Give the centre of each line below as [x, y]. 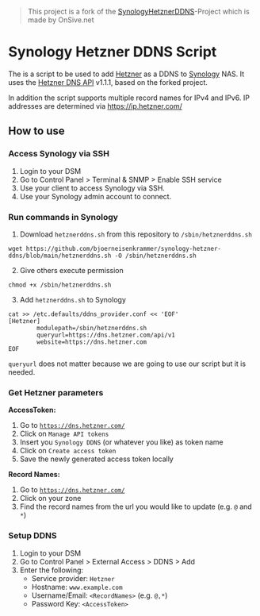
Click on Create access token [68, 451]
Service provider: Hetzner [73, 578]
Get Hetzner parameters [56, 392]
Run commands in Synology [63, 217]
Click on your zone [50, 499]
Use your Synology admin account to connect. [96, 196]
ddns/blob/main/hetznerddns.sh [60, 256]
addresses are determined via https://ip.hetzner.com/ [95, 106]
